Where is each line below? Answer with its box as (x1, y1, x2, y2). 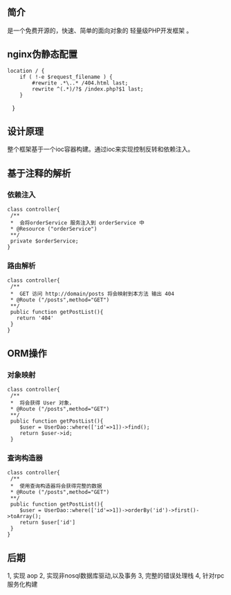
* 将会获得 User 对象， (10, 400, 75, 407)
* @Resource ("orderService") (10, 226, 98, 233)
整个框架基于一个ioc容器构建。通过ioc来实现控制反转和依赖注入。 (7, 145, 194, 154)
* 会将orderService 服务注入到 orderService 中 (10, 220, 145, 227)
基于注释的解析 (7, 167, 71, 179)
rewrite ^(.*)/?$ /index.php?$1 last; (32, 85, 144, 92)
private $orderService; (10, 238, 79, 245)
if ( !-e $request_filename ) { (19, 73, 113, 80)
